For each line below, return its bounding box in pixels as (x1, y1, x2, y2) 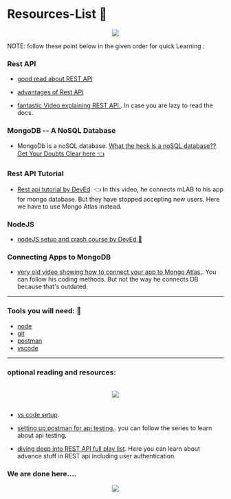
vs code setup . (16, 411, 60, 419)
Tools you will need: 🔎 (7, 306, 81, 316)
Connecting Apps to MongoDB (7, 253, 111, 262)
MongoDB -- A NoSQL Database (7, 126, 116, 136)
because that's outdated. (16, 282, 88, 291)
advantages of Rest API (16, 88, 84, 96)
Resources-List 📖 (7, 6, 108, 22)
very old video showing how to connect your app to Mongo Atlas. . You (16, 268, 217, 276)
